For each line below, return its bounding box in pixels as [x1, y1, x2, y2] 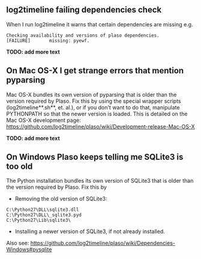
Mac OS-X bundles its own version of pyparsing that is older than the [6, 91, 177, 98]
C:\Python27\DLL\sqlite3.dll [6, 207, 79, 213]
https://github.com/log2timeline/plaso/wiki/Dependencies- [30, 240, 176, 247]
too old [6, 162, 33, 172]
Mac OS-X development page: [6, 117, 81, 124]
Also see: [6, 240, 29, 247]
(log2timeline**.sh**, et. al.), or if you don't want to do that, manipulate [6, 103, 180, 111]
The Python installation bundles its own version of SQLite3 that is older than [6, 177, 194, 184]
